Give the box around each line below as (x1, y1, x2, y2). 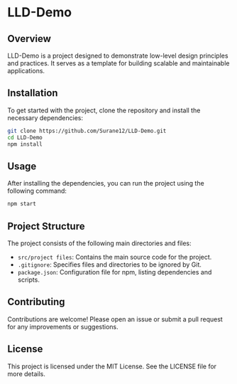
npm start (7, 201, 37, 208)
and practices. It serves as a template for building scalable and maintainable (7, 59, 230, 68)
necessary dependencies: (7, 113, 84, 122)
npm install (7, 140, 43, 148)
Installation (7, 87, 58, 100)
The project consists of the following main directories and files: (7, 239, 192, 247)
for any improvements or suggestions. (7, 322, 118, 331)
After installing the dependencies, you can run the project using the (7, 179, 204, 188)
